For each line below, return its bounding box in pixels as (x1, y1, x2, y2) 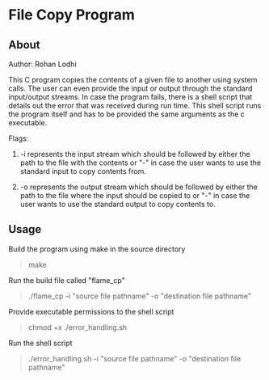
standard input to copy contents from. (19, 167, 147, 175)
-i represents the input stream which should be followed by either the (19, 150, 250, 158)
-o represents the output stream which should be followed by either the (19, 182, 258, 192)
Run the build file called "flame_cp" (8, 275, 125, 285)
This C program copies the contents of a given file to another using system (8, 75, 258, 84)
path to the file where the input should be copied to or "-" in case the (19, 191, 250, 200)
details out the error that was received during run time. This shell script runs (8, 101, 262, 110)
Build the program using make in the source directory (8, 244, 186, 254)
